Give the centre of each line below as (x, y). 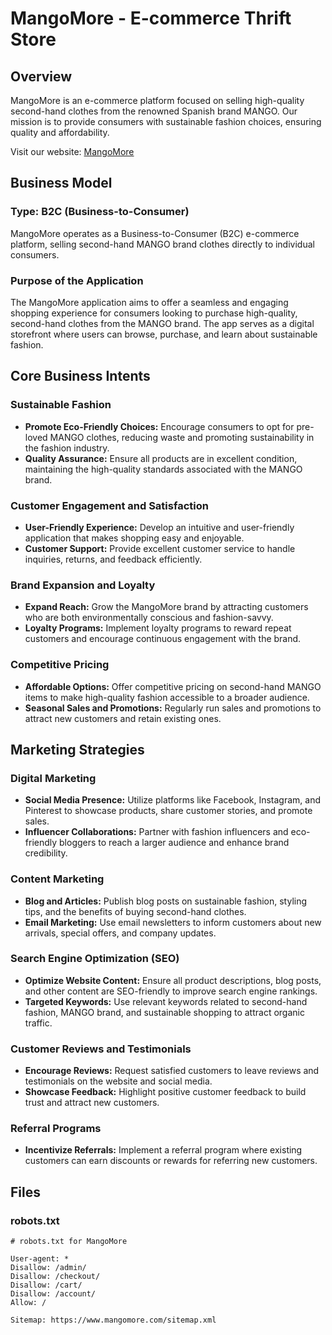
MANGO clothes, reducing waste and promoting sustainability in (182, 437)
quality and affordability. (60, 132)
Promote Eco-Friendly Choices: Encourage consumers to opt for (159, 426)
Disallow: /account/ (53, 1294)
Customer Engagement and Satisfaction (109, 505)
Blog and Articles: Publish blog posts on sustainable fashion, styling (166, 901)
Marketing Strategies (77, 749)
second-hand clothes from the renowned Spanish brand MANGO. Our (154, 111)
